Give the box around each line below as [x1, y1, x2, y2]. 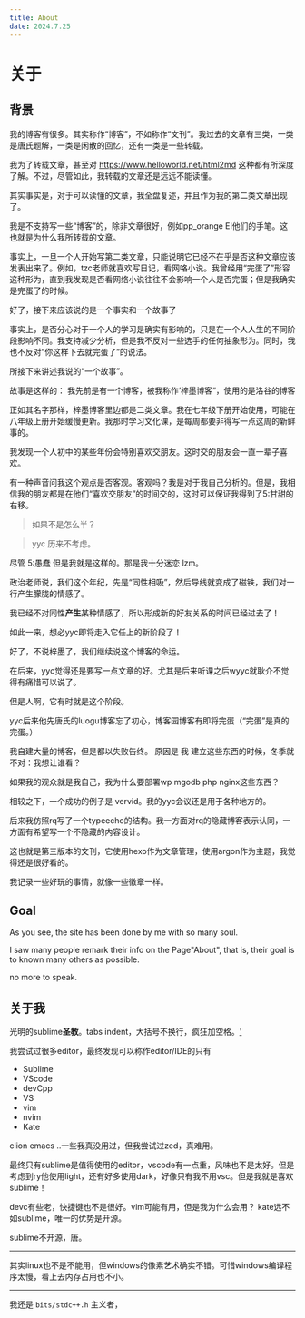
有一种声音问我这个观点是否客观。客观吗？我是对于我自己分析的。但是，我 [9, 477, 288, 487]
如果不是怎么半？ [31, 518, 96, 529]
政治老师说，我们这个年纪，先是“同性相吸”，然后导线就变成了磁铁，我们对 [9, 576, 288, 587]
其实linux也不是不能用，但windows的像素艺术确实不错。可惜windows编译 [9, 1260, 285, 1271]
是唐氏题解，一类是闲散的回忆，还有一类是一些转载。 [9, 140, 209, 151]
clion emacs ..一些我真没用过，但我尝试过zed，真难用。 [9, 1140, 219, 1151]
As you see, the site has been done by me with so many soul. [9, 927, 239, 938]
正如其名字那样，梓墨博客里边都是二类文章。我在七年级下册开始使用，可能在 [9, 404, 296, 415]
